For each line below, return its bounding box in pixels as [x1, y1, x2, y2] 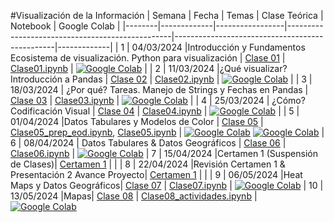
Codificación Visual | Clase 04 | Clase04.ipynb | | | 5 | [10, 105, 300, 117]
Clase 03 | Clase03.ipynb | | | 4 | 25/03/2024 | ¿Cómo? [10, 95, 306, 106]
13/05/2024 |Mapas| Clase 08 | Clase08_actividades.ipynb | [10, 190, 258, 202]
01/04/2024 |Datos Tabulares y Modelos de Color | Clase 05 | [10, 116, 264, 127]
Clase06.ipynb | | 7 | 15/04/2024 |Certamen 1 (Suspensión [10, 148, 318, 159]
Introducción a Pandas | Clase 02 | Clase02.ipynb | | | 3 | [10, 73, 313, 85]
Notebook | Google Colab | [10, 20, 121, 32]
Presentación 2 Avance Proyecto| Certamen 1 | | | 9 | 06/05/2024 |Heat [10, 169, 303, 180]
